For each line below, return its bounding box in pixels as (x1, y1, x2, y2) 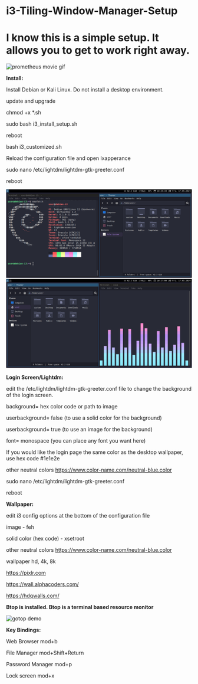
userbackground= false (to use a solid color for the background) (6, 414, 162, 421)
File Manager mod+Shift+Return (6, 649, 84, 656)
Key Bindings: (6, 626, 41, 633)
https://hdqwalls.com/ (6, 592, 60, 599)
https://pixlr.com (6, 569, 46, 576)
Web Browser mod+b (6, 637, 58, 644)
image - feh (6, 523, 34, 531)
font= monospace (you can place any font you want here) (6, 437, 146, 444)
